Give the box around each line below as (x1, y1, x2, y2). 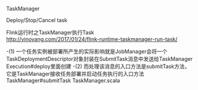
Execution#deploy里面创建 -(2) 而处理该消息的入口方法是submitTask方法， (6, 63, 190, 70)
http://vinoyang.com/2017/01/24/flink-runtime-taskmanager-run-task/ (6, 36, 178, 42)
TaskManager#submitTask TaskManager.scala (6, 77, 120, 84)
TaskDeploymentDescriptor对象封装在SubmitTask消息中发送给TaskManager (6, 55, 193, 62)
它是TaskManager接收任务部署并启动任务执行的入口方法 (6, 70, 144, 77)
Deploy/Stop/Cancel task (6, 17, 67, 23)
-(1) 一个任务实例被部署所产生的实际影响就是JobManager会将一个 (6, 48, 168, 55)
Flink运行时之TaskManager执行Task (6, 29, 94, 36)
